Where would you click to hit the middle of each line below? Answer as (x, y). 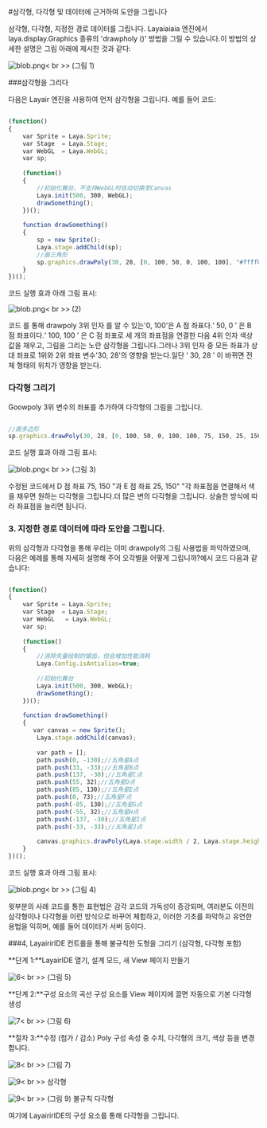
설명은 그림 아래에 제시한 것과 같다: (77, 49)
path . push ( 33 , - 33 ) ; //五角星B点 (88, 767)
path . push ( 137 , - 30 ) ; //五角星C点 (90, 775)
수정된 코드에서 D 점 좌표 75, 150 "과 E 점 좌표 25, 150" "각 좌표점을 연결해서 (128, 486)
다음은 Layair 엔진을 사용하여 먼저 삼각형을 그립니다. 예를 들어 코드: (112, 99)
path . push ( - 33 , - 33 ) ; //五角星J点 (90, 827)
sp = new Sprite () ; (69, 240)
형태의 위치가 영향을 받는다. (59, 366)
